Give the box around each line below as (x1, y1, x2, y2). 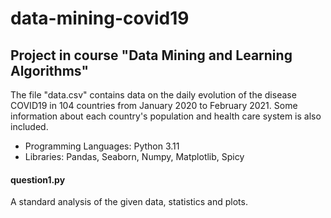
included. (10, 121, 49, 132)
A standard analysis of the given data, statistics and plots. (10, 196, 248, 208)
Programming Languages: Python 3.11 (24, 140, 180, 152)
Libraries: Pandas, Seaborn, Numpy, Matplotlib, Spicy (24, 151, 245, 162)
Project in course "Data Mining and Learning (10, 47, 293, 64)
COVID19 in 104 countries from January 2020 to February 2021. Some (10, 100, 298, 111)
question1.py (10, 173, 66, 186)
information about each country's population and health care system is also (10, 110, 322, 122)
